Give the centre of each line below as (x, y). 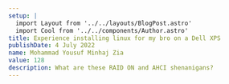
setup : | (23, 16)
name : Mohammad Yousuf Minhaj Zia (66, 53)
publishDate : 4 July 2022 (51, 46)
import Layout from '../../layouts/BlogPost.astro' (104, 23)
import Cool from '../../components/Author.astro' (102, 30)
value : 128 (27, 61)
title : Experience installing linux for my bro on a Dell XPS (115, 38)
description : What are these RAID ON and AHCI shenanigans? (111, 68)
